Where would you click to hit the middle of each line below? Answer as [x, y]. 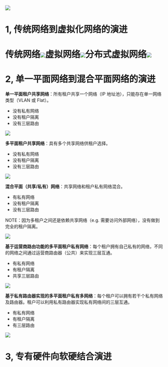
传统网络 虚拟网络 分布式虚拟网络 [76, 54]
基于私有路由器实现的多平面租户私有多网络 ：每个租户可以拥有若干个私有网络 [84, 295]
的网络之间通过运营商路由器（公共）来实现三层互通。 [60, 252]
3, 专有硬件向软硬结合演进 [58, 356]
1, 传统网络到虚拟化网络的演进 [66, 29]
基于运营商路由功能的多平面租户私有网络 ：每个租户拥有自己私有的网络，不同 [84, 246]
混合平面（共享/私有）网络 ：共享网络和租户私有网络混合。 [65, 186]
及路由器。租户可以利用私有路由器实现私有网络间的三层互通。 [69, 302]
